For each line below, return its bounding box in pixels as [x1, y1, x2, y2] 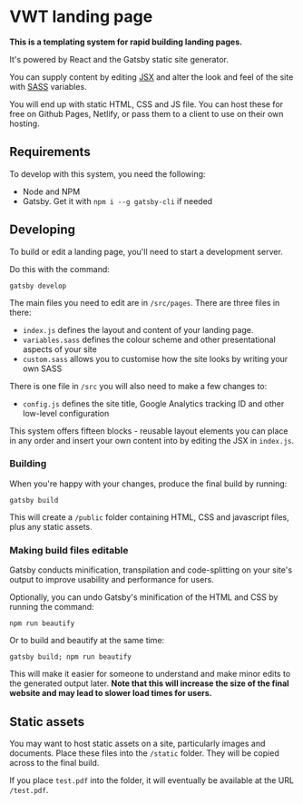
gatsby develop [9, 281, 67, 290]
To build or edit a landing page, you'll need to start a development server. [9, 246, 283, 257]
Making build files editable [9, 544, 129, 556]
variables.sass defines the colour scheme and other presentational [22, 334, 277, 345]
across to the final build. [9, 757, 100, 768]
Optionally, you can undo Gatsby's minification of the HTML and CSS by [9, 592, 279, 603]
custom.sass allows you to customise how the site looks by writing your [22, 353, 288, 364]
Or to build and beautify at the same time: [9, 635, 165, 646]
